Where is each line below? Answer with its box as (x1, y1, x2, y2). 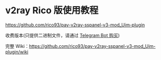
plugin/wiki (5, 49, 29, 55)
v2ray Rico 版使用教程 (5, 5, 99, 16)
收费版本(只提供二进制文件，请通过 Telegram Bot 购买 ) (5, 32, 120, 38)
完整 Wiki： (5, 43, 30, 49)
